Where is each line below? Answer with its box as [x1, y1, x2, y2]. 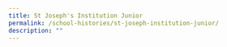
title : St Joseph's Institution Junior [8, 11, 143, 20]
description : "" [8, 26, 63, 34]
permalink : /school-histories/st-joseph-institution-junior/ [8, 19, 220, 27]
